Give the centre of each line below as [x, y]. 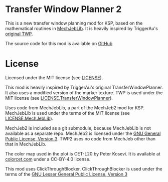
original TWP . [19, 34]
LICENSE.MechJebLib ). [29, 118]
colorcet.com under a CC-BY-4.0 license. [48, 159]
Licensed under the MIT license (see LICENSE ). [54, 77]
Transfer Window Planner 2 [63, 9]
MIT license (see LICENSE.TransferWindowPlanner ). [59, 98]
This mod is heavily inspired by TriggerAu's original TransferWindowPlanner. [84, 87]
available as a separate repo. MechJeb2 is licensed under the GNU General [83, 133]
